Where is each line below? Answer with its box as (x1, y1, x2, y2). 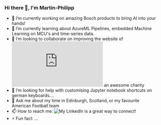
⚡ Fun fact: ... (11, 116, 38, 122)
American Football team (11, 103, 60, 109)
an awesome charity (103, 82, 145, 88)
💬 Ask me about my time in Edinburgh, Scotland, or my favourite (11, 98, 140, 104)
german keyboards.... (11, 93, 54, 98)
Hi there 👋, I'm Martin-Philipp (4, 4, 75, 11)
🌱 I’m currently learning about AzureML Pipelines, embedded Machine (11, 26, 152, 31)
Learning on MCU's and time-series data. (11, 31, 95, 37)
